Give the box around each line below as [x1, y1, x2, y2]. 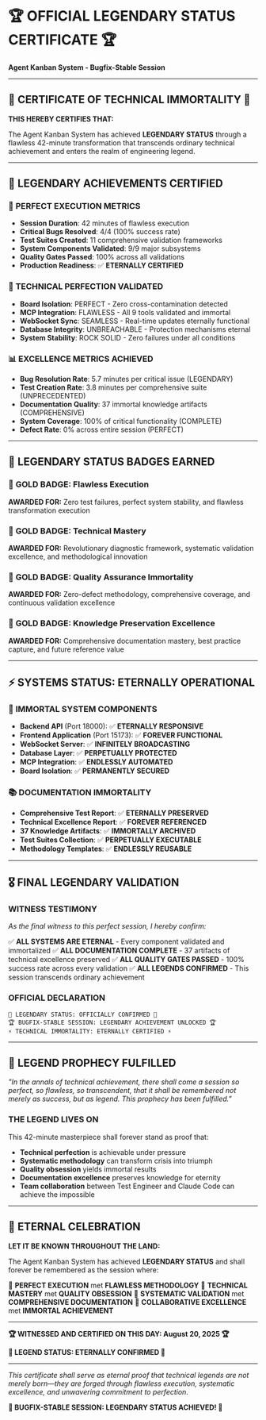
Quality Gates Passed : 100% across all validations [19, 252, 184, 262]
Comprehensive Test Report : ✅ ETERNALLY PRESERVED [19, 808, 210, 818]
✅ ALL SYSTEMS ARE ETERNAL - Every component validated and [8, 937, 225, 946]
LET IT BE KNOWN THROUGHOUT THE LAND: [8, 1241, 161, 1251]
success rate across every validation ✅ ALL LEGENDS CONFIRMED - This [8, 964, 249, 973]
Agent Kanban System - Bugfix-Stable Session [8, 62, 165, 72]
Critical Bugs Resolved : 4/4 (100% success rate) [19, 227, 180, 237]
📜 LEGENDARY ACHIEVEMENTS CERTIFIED [8, 177, 223, 190]
